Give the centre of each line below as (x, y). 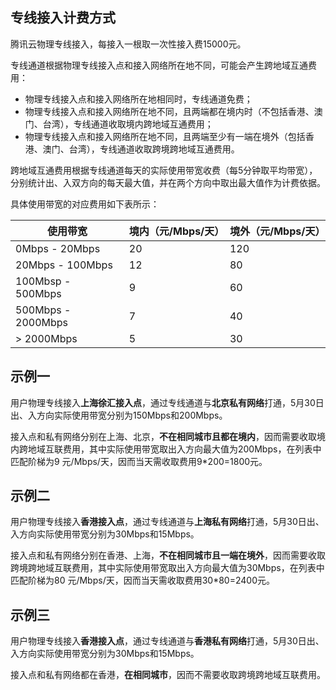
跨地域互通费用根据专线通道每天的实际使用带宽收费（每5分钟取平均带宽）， (164, 170)
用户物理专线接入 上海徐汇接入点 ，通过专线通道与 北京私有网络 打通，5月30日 (167, 402)
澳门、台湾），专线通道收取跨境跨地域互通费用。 (141, 149)
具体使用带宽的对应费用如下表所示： (85, 204)
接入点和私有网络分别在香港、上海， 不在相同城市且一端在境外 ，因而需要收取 (168, 555)
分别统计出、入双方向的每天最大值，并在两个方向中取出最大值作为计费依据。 (168, 182)
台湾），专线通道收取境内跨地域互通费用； (128, 124)
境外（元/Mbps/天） (277, 231)
